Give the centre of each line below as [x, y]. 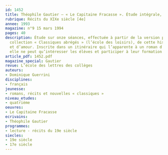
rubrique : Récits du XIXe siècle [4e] [45, 19]
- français [16, 84]
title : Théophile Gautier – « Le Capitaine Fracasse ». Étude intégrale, [84, 14]
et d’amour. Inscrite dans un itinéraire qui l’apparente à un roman [83, 47]
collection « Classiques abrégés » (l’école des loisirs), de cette [82, 42]
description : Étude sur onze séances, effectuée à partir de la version [82, 38]
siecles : [14, 135]
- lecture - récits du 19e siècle [41, 130]
